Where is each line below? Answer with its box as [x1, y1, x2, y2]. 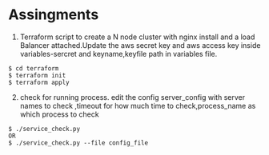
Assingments [8, 6, 99, 24]
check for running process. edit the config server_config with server [19, 92, 246, 101]
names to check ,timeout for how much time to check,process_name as [19, 101, 256, 110]
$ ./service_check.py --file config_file [8, 138, 149, 147]
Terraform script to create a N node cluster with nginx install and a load [19, 32, 255, 42]
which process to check [19, 109, 99, 119]
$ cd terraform [8, 64, 59, 73]
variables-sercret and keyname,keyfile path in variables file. [19, 49, 218, 58]
